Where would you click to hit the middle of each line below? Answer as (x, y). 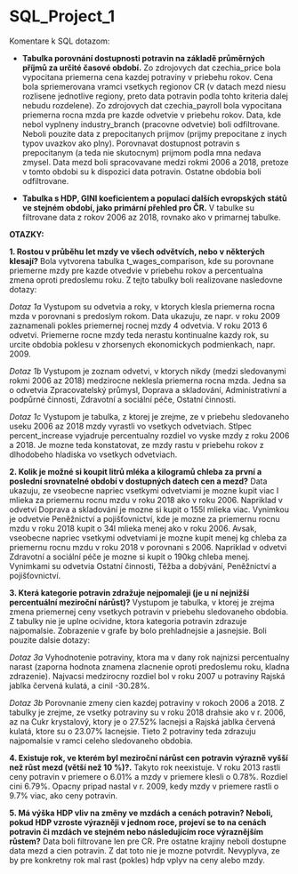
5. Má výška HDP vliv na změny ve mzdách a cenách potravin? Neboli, (141, 813)
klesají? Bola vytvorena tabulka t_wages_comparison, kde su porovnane (141, 261)
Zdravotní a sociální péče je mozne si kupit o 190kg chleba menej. (130, 557)
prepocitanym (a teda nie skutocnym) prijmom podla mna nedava (141, 152)
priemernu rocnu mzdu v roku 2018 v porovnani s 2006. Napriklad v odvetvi (148, 547)
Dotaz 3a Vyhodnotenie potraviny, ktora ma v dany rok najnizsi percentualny (149, 657)
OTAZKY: (27, 234)
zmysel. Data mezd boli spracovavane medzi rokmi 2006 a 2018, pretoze (155, 162)
